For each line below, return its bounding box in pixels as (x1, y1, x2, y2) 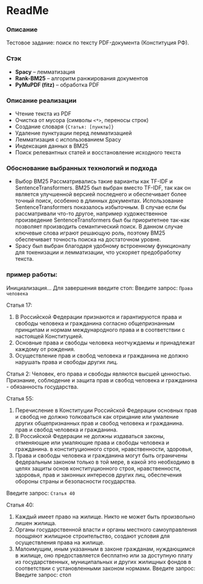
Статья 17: (6, 301, 33, 309)
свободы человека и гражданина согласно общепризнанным (15, 320, 175, 327)
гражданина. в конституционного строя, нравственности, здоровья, (15, 445, 193, 453)
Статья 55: (6, 394, 34, 402)
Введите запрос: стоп (15, 571, 72, 578)
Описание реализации (6, 96, 77, 105)
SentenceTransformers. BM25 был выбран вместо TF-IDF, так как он (15, 184, 191, 191)
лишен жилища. (15, 519, 56, 526)
